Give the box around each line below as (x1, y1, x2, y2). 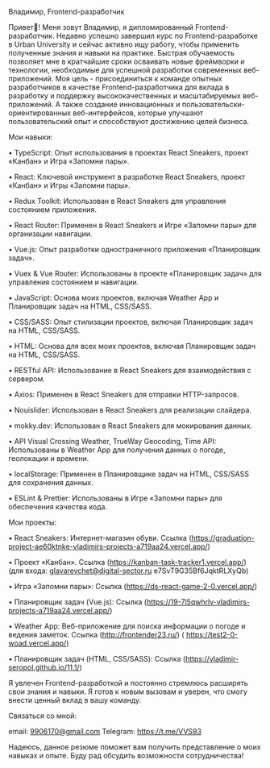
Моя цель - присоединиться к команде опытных (55, 74, 223, 83)
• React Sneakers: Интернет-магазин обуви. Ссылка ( (8, 533, 192, 542)
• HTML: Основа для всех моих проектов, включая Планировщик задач (8, 342, 256, 351)
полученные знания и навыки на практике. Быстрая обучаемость (8, 48, 235, 57)
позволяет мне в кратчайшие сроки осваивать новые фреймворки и (8, 56, 245, 66)
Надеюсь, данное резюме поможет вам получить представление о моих (8, 742, 261, 752)
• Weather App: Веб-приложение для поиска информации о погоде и (8, 621, 246, 631)
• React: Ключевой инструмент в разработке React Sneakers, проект (8, 172, 246, 181)
